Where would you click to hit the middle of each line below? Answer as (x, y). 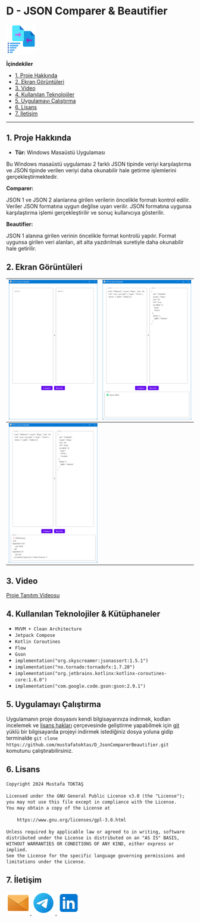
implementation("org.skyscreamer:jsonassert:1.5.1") (82, 661)
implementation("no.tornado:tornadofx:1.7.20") (75, 667)
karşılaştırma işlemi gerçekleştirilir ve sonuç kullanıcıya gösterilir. (85, 212)
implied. (17, 850)
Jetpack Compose (35, 635)
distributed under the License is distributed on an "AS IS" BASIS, (93, 838)
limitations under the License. (46, 862)
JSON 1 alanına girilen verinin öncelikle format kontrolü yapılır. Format (91, 236)
